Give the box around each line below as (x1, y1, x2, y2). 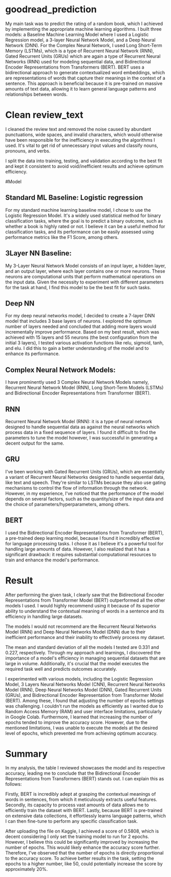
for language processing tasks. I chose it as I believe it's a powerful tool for (5, 540, 164, 546)
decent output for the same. (5, 440, 65, 446)
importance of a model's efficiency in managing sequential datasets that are (5, 655, 166, 661)
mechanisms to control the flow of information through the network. (5, 485, 148, 491)
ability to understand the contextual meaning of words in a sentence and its (5, 608, 165, 614)
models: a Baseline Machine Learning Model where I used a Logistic (5, 31, 149, 37)
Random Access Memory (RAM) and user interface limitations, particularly (5, 708, 162, 714)
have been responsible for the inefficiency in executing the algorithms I (5, 137, 155, 143)
